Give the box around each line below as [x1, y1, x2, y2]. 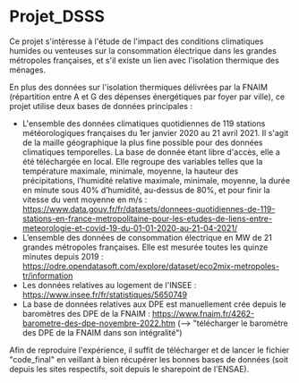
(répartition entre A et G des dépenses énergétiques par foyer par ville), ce [9, 91, 285, 102]
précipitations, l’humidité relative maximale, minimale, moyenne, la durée [21, 174, 291, 185]
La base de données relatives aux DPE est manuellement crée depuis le [21, 298, 286, 310]
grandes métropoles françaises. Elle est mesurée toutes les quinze [21, 242, 269, 252]
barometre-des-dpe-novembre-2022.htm [21, 318, 176, 328]
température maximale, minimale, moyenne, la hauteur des [21, 166, 239, 176]
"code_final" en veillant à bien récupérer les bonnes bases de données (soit [9, 353, 289, 364]
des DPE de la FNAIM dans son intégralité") [21, 327, 183, 337]
